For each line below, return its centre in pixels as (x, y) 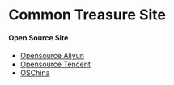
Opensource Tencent (55, 64)
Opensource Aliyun (52, 56)
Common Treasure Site (87, 15)
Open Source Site (38, 37)
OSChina (35, 73)
